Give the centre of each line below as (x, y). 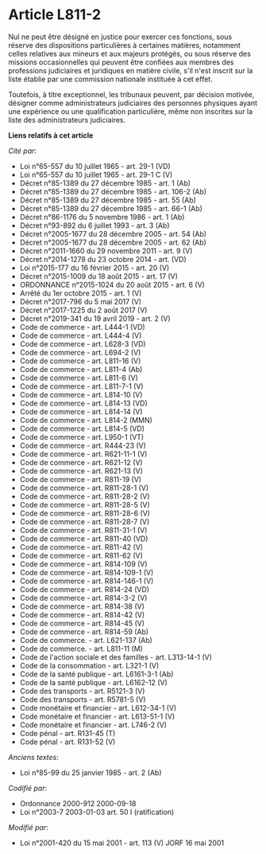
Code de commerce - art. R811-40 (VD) (84, 539)
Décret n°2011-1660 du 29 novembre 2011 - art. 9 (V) (106, 251)
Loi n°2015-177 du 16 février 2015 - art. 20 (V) (94, 268)
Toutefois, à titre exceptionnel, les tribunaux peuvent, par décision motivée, (131, 94)
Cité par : (23, 151)
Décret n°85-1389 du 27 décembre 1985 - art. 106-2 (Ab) (113, 191)
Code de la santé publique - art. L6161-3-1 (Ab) (96, 674)
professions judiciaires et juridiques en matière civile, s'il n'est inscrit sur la (131, 70)
